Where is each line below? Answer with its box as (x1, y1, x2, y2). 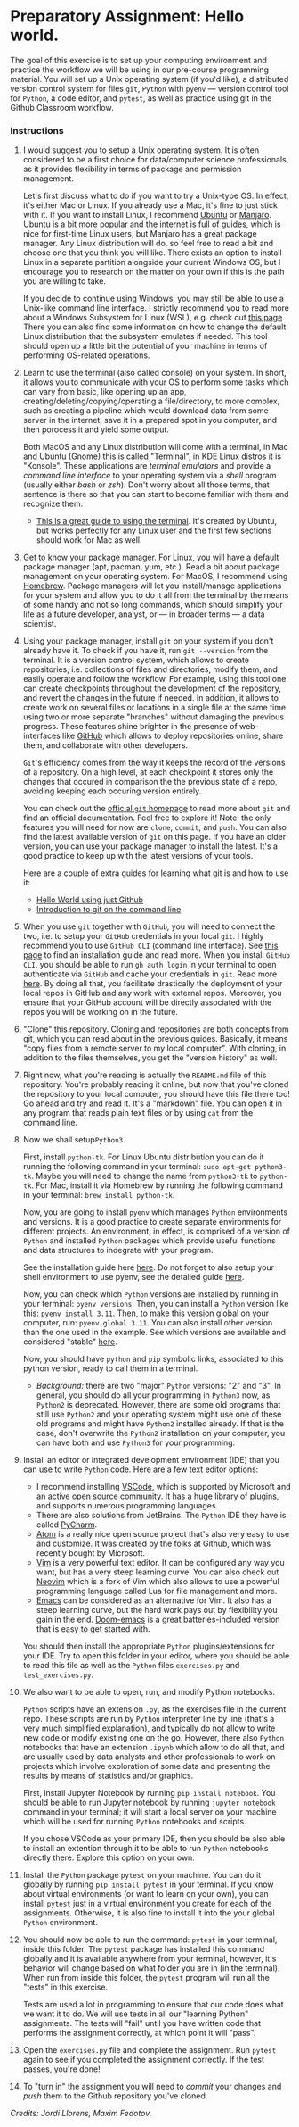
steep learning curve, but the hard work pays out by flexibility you (36, 1605, 278, 1616)
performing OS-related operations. (22, 350, 150, 361)
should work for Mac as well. (36, 535, 142, 545)
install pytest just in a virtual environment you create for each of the (22, 1899, 272, 1909)
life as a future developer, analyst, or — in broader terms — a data (22, 609, 265, 619)
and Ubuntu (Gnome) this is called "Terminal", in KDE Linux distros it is (22, 451, 282, 461)
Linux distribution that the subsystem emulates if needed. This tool (22, 331, 268, 342)
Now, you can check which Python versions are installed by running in (22, 1289, 279, 1300)
